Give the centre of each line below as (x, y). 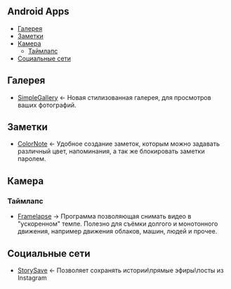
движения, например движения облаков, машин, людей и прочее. (117, 231)
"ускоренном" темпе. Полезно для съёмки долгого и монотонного (118, 224)
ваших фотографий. (47, 105)
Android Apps (38, 12)
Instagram (32, 278)
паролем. (32, 159)
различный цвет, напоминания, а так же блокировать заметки (111, 151)
